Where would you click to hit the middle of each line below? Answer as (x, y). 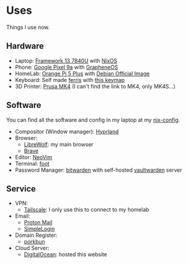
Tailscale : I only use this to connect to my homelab (86, 210)
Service (21, 188)
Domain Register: (36, 235)
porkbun (34, 242)
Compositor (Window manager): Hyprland (67, 131)
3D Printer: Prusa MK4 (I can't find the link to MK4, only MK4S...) (95, 86)
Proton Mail (38, 222)
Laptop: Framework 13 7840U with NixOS (66, 60)
